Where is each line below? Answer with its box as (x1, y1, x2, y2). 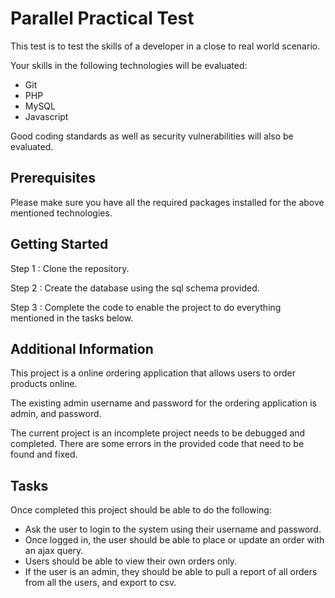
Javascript (24, 110, 69, 122)
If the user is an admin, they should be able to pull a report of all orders (24, 566, 318, 578)
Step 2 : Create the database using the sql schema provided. (10, 282, 260, 294)
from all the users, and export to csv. (24, 577, 177, 589)
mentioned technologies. (10, 207, 113, 219)
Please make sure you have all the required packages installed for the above (10, 196, 325, 208)
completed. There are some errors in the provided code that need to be (10, 438, 305, 450)
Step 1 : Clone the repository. (10, 262, 130, 274)
